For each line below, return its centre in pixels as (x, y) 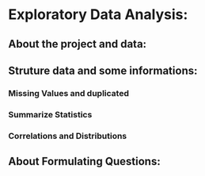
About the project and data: (78, 44)
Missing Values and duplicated (68, 93)
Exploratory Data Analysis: (98, 15)
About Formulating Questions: (84, 161)
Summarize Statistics (50, 114)
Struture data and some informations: (103, 70)
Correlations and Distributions (68, 136)
